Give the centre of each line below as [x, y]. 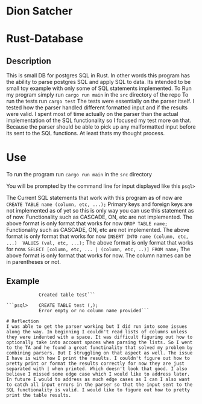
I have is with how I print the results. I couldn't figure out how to [98, 358]
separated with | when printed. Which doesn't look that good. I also [97, 369]
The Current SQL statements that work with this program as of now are [94, 198]
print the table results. [39, 395]
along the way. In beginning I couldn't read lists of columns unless [97, 332]
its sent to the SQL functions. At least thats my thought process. [86, 133]
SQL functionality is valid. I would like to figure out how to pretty [98, 390]
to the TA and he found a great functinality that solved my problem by [99, 348]
